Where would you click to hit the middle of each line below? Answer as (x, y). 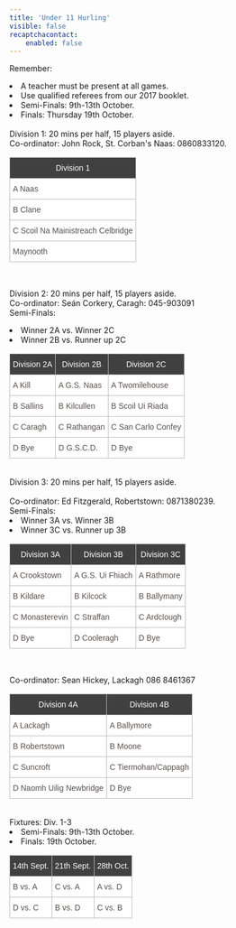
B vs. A (25, 887)
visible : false (38, 26)
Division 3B (103, 555)
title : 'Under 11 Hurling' (60, 18)
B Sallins (28, 406)
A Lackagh (32, 726)
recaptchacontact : (44, 34)
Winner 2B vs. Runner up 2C (73, 340)
